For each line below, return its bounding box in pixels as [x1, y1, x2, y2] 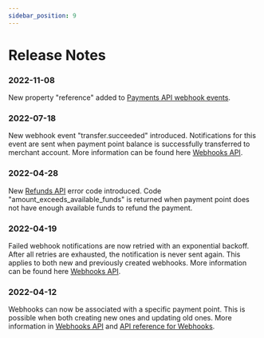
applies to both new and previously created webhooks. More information [8, 258, 247, 268]
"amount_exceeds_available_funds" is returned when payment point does [8, 194, 250, 204]
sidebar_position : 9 [8, 11, 77, 20]
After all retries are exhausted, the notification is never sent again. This [8, 249, 241, 259]
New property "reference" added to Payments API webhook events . [8, 93, 231, 102]
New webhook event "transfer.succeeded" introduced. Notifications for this [8, 131, 257, 141]
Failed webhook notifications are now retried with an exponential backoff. [8, 241, 250, 250]
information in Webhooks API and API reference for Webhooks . [8, 321, 215, 332]
